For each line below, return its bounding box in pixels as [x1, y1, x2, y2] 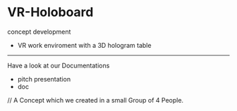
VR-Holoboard [7, 4, 94, 20]
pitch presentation [17, 74, 71, 83]
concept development [7, 27, 71, 36]
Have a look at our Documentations [7, 61, 110, 70]
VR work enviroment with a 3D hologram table [17, 41, 152, 49]
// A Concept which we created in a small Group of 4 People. [7, 96, 184, 104]
